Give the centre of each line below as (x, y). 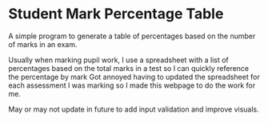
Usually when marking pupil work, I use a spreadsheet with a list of (119, 60)
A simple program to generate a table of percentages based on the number (132, 36)
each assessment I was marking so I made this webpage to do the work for (132, 85)
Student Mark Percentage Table (116, 14)
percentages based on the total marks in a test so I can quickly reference (129, 68)
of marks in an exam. (43, 44)
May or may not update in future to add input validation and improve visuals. (134, 109)
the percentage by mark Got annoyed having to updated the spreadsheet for (134, 77)
